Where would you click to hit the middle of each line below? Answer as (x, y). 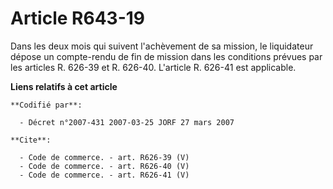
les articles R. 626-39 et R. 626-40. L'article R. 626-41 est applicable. (153, 67)
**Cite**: (31, 140)
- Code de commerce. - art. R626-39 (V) (104, 157)
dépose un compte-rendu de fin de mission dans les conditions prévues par (166, 56)
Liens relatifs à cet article (64, 86)
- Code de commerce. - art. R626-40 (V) (104, 166)
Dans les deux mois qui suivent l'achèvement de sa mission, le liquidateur (162, 46)
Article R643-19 (78, 18)
